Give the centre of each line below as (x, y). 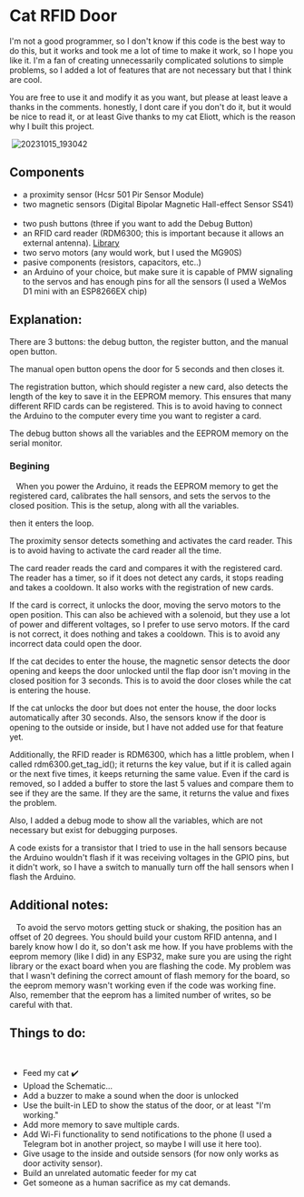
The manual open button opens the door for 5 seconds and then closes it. (147, 368)
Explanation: (46, 320)
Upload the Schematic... (68, 1086)
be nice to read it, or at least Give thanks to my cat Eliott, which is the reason (152, 116)
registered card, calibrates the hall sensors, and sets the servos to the (140, 496)
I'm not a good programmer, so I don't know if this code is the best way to (147, 41)
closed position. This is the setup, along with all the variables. (124, 505)
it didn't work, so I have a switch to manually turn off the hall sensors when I (152, 867)
